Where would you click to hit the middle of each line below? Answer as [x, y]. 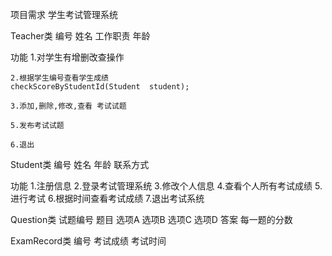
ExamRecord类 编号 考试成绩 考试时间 [88, 241]
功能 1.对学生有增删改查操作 [67, 57]
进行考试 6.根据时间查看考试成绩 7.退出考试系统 [107, 198]
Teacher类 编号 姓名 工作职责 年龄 [80, 36]
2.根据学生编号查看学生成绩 [60, 78]
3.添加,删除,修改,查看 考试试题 [68, 106]
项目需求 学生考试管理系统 [64, 14]
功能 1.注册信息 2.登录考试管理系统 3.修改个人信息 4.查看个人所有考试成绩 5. [166, 186]
